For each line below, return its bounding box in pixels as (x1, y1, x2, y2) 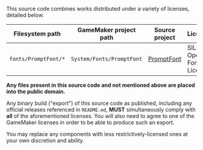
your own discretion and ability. (6, 137, 85, 144)
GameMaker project (77, 26, 136, 34)
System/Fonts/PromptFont (71, 55, 143, 62)
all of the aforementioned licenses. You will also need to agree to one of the (6, 113, 195, 119)
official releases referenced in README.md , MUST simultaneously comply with (6, 106, 196, 113)
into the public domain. (6, 88, 65, 95)
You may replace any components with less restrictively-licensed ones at (6, 131, 188, 137)
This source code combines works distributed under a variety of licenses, (6, 5, 190, 12)
